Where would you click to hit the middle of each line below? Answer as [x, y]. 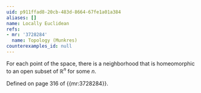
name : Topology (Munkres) [45, 40]
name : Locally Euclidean [38, 23]
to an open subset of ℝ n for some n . [51, 70]
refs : [13, 29]
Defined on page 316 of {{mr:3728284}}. [57, 83]
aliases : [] [21, 18]
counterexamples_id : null [39, 46]
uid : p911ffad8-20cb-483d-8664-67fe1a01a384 [64, 12]
